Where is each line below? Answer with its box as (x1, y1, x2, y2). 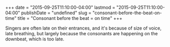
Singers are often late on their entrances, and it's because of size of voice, (5, 25, 162, 31)
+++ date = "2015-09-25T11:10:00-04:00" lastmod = (5, 5, 116, 10)
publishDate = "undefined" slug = (21, 10, 92, 16)
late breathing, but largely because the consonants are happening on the (5, 31, 158, 36)
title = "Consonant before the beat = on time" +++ (17, 15, 123, 21)
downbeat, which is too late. (5, 36, 65, 42)
